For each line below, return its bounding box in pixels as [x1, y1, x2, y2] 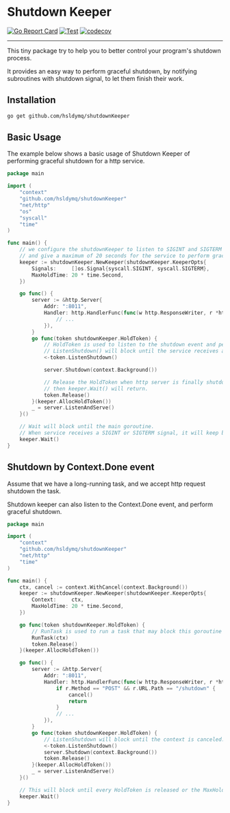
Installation [7, 94, 56, 106]
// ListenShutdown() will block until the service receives [43, 348, 219, 355]
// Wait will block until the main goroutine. [19, 423, 155, 430]
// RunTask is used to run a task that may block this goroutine [31, 628, 222, 635]
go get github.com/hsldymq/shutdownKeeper [7, 113, 130, 119]
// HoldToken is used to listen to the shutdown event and [43, 341, 216, 349]
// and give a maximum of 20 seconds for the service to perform [19, 252, 210, 259]
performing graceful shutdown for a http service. [7, 157, 145, 165]
